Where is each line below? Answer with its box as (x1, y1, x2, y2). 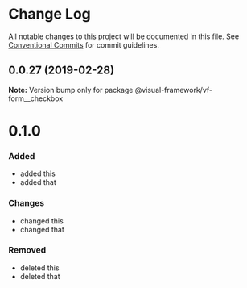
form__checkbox (8, 94, 64, 103)
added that (19, 177, 56, 187)
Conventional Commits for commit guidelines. (8, 40, 159, 49)
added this (19, 169, 56, 178)
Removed (8, 244, 47, 256)
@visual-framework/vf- (134, 85, 213, 94)
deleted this (19, 263, 60, 273)
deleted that (19, 271, 60, 281)
